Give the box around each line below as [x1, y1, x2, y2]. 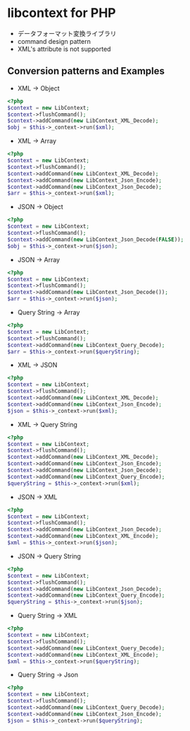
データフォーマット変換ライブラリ [17, 29, 117, 37]
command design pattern [17, 37, 91, 45]
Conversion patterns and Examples [7, 65, 165, 77]
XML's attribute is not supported [17, 45, 111, 53]
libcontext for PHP [7, 5, 116, 21]
